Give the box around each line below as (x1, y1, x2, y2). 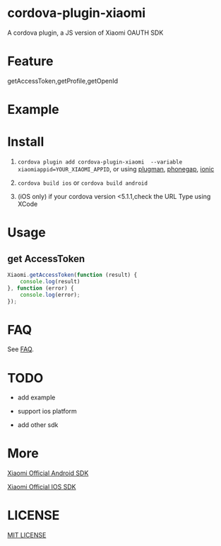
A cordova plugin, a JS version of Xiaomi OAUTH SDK (7, 28, 164, 37)
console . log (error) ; (20, 291, 80, 298)
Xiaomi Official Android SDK (7, 469, 89, 477)
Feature (7, 53, 54, 69)
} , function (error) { (7, 285, 74, 292)
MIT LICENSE (7, 531, 47, 540)
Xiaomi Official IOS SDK (7, 483, 76, 491)
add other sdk (17, 421, 59, 429)
